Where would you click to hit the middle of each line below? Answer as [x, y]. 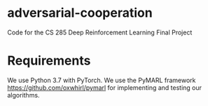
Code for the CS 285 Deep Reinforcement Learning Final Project [100, 32]
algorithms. [23, 95]
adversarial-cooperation [80, 13]
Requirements [49, 61]
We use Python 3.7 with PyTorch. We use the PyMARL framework [102, 80]
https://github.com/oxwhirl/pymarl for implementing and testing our [104, 87]
